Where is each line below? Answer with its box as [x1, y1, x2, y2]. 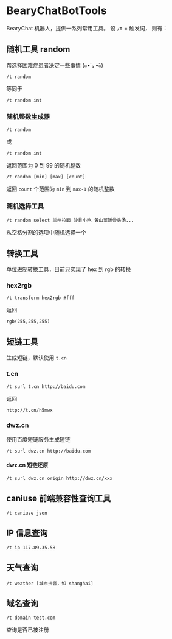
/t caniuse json [6, 510, 47, 516]
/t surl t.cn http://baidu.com [6, 383, 86, 390]
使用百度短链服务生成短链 [6, 436, 71, 443]
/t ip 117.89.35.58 [6, 545, 56, 551]
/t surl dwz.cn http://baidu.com [6, 448, 91, 454]
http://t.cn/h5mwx [6, 407, 53, 413]
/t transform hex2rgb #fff [6, 295, 75, 302]
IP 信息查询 [6, 528, 48, 538]
